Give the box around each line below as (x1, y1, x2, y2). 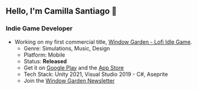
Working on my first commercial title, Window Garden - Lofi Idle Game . (14, 38, 193, 46)
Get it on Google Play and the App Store (23, 64, 124, 71)
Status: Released (23, 57, 68, 64)
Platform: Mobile (23, 51, 65, 58)
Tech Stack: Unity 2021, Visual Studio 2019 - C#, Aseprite (23, 71, 168, 78)
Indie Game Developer (5, 24, 73, 33)
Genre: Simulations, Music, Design (23, 44, 110, 52)
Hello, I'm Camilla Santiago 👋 (5, 6, 117, 16)
